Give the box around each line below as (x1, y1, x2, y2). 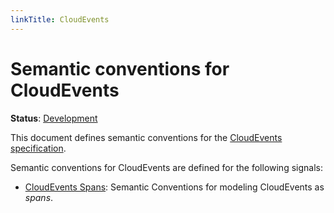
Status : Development (10, 112, 98, 124)
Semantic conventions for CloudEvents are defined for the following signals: (10, 161, 323, 173)
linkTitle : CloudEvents (10, 14, 110, 25)
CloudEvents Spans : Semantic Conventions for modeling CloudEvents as (24, 181, 325, 193)
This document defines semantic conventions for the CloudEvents (10, 131, 283, 143)
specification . (10, 142, 67, 154)
